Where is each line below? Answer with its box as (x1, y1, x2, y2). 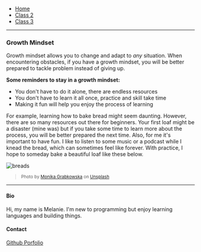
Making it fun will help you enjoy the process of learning (14, 101, 154, 108)
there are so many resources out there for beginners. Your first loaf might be (6, 119, 195, 126)
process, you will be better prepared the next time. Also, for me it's (6, 131, 171, 139)
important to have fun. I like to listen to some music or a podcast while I (6, 138, 182, 145)
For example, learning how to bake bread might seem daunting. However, (6, 112, 187, 119)
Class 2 (14, 11, 34, 19)
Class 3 (14, 18, 34, 25)
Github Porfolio (6, 239, 44, 246)
